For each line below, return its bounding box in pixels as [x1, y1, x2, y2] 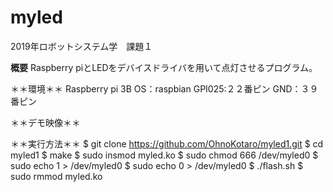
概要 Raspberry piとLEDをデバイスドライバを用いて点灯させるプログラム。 [10, 61, 318, 73]
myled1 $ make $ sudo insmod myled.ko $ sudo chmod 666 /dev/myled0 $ [10, 149, 319, 161]
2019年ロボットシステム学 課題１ [10, 40, 153, 52]
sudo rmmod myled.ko [10, 170, 103, 182]
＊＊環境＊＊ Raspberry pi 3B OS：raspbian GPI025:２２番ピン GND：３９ [10, 82, 319, 95]
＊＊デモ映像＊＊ [10, 116, 81, 128]
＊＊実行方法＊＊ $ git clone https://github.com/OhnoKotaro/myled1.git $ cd [10, 137, 324, 150]
